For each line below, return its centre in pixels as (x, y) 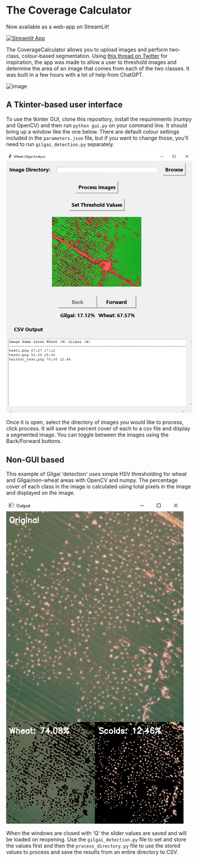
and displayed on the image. (40, 493)
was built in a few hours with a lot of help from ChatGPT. (75, 75)
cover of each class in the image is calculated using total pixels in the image (98, 487)
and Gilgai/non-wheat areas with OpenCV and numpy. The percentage (92, 480)
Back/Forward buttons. (34, 441)
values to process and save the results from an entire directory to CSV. (92, 852)
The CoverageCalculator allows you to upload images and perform (87, 49)
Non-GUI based (35, 460)
